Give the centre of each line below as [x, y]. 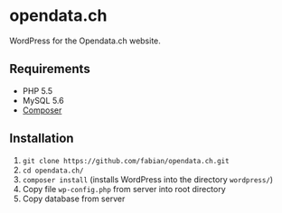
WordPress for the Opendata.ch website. [85, 41]
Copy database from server [74, 199]
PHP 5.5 [38, 90]
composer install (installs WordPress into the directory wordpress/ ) [148, 179]
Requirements [50, 69]
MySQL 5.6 [43, 100]
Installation [42, 139]
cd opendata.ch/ [53, 171]
